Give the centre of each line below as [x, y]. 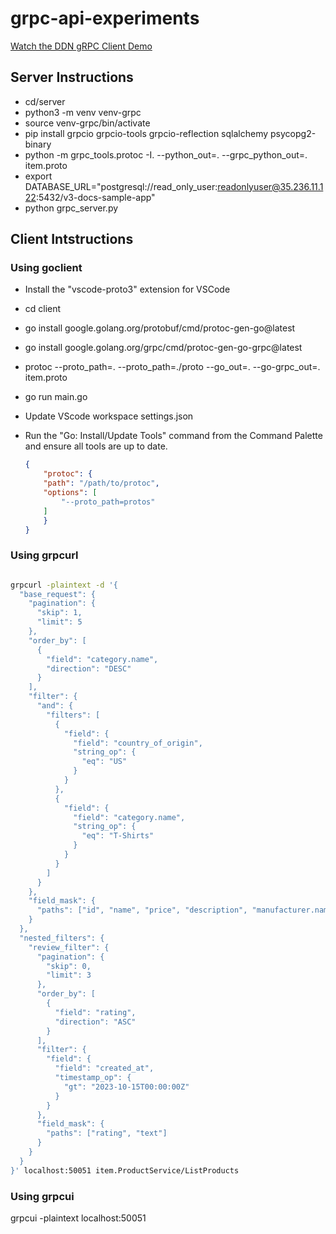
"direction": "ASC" [95, 1022]
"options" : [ [70, 493]
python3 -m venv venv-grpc [83, 112]
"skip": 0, [69, 966]
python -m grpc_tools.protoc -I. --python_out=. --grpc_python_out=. [166, 154]
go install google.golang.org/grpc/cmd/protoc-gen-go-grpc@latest [163, 348]
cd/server [45, 101]
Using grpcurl [44, 555]
